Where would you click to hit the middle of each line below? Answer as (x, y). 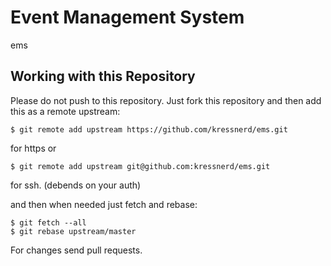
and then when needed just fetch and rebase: (104, 204)
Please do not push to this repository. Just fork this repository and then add (166, 100)
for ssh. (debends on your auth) (76, 185)
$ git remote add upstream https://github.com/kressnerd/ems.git (149, 129)
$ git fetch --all (48, 222)
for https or (33, 148)
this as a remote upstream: (65, 111)
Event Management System (127, 17)
